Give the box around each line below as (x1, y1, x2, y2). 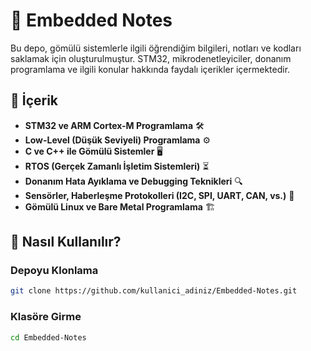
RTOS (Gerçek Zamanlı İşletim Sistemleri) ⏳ (24, 160, 210, 172)
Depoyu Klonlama (10, 264, 99, 278)
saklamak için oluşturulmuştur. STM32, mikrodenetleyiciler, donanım (10, 52, 292, 64)
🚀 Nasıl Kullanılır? (10, 234, 122, 251)
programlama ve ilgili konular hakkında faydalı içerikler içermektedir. (10, 63, 291, 75)
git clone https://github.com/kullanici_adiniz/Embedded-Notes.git (10, 286, 298, 296)
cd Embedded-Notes (10, 332, 87, 343)
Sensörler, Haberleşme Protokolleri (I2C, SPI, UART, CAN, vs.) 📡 (24, 189, 295, 201)
